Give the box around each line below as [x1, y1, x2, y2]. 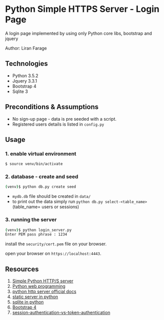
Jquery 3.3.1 [12, 78, 37, 84]
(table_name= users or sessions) [12, 204, 80, 210]
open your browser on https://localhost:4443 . [5, 251, 101, 257]
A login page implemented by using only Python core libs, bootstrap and [5, 30, 152, 36]
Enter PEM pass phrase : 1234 [5, 232, 68, 237]
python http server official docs [12, 288, 77, 295]
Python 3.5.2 [12, 73, 39, 79]
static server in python [12, 294, 58, 300]
